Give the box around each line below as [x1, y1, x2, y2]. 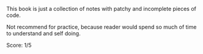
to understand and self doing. [6, 30, 81, 37]
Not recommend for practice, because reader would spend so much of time [6, 24, 197, 30]
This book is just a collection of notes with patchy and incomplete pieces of [6, 5, 197, 12]
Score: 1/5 [6, 42, 32, 49]
